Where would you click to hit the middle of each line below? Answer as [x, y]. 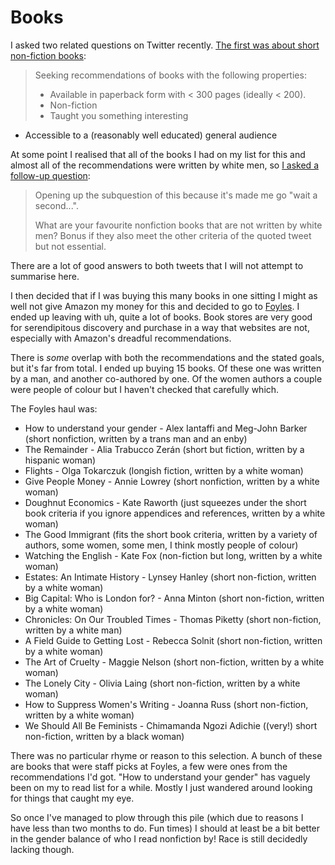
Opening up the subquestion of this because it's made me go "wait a [176, 195]
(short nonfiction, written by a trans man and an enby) [136, 438]
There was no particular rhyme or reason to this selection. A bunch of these [166, 755]
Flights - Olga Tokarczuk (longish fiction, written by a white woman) [164, 470]
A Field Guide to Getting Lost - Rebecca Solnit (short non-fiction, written [173, 640]
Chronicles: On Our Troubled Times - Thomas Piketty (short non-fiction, [173, 619]
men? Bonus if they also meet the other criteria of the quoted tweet [173, 235]
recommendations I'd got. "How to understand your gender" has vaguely [160, 777]
